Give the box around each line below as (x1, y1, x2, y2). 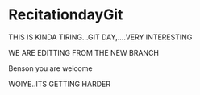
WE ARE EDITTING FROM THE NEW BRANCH (8, 47, 160, 57)
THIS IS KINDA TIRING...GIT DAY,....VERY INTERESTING (8, 32, 193, 42)
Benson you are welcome (8, 63, 93, 73)
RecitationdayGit (8, 6, 123, 24)
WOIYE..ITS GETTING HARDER (8, 79, 111, 89)
